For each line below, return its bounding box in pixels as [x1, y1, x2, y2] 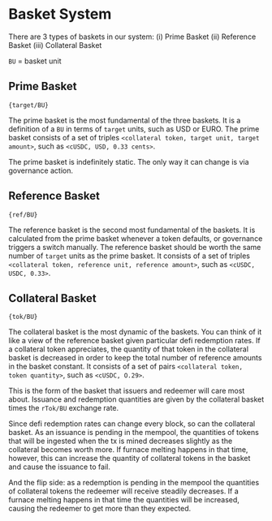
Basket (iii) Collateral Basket [8, 40, 102, 50]
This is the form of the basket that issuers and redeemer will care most [8, 386, 245, 396]
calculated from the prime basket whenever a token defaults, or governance [8, 233, 263, 243]
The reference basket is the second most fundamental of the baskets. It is [8, 225, 256, 235]
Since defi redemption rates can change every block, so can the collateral [8, 419, 256, 428]
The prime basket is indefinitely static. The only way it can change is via [8, 157, 249, 166]
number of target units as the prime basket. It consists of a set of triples [8, 251, 250, 260]
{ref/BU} [8, 210, 38, 219]
